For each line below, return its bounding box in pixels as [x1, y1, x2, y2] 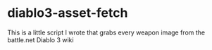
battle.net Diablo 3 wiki [7, 35, 74, 44]
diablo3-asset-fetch [7, 5, 128, 21]
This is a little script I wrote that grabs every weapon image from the [7, 28, 206, 37]
